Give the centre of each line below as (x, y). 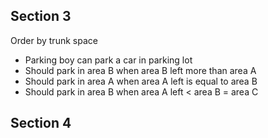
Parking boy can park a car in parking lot (108, 60)
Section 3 (41, 16)
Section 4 (41, 123)
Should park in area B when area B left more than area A (140, 70)
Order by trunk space (54, 40)
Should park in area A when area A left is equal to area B (141, 81)
